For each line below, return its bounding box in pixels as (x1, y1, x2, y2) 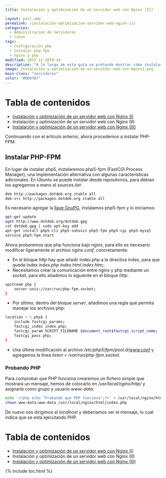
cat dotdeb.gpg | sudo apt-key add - (5, 224, 83, 229)
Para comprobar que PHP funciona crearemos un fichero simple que (5, 375, 145, 381)
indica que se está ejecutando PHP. (5, 414, 78, 420)
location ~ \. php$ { (5, 315, 48, 320)
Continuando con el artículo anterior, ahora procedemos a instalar (5, 133, 139, 139)
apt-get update (5, 214, 37, 220)
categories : (5, 25, 30, 30)
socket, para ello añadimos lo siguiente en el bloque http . (12, 272, 129, 278)
